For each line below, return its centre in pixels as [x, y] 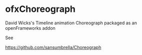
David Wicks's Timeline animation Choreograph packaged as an [71, 23]
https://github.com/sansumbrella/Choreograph [53, 47]
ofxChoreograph [40, 9]
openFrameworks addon [30, 28]
